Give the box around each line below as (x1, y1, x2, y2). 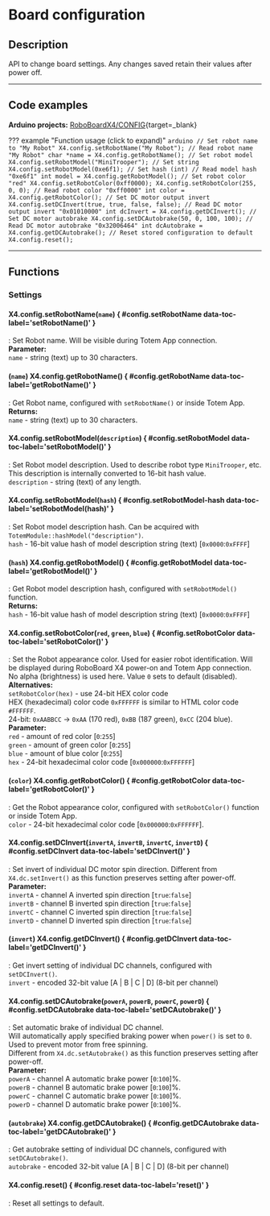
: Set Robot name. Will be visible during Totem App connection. (8, 336, 218, 346)
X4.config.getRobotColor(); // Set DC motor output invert (8, 193, 211, 201)
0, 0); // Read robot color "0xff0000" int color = (8, 186, 185, 194)
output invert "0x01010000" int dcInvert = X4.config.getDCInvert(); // (8, 207, 257, 215)
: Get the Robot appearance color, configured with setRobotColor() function (8, 802, 260, 811)
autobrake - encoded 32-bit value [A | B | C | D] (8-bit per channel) (8, 1162, 230, 1172)
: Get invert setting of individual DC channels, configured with (8, 961, 213, 970)
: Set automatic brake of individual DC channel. (8, 1023, 164, 1032)
